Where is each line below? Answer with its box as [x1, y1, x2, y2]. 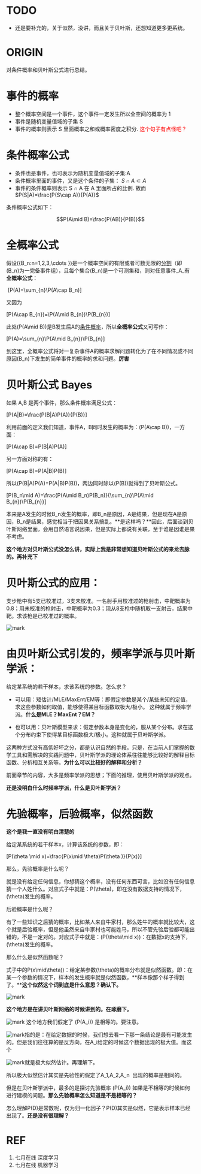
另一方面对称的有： [6, 455, 54, 462]
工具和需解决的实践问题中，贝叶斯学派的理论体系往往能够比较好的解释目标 [11, 751, 195, 758]
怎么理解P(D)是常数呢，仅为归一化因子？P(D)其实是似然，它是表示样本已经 [6, 1104, 191, 1112]
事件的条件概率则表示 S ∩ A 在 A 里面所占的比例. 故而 [14, 184, 147, 192]
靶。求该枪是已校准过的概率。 [6, 612, 80, 619]
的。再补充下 [6, 553, 38, 560]
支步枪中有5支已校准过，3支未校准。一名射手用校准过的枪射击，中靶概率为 [6, 597, 191, 604]
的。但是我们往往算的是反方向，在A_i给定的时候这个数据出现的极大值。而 [6, 1039, 187, 1046]
